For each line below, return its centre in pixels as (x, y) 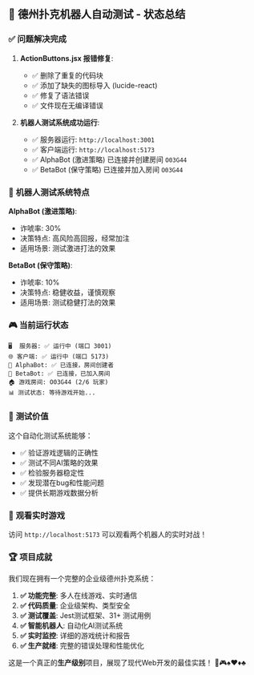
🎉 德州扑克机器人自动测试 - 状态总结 (97, 14)
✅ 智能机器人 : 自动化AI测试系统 (71, 626)
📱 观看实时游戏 (37, 515)
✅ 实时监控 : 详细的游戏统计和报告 (75, 636)
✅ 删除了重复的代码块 (68, 75)
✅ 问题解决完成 (37, 39)
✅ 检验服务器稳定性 (52, 472)
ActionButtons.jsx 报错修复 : (67, 58)
